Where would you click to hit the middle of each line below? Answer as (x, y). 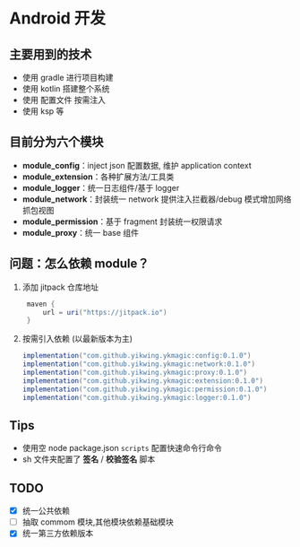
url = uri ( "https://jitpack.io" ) (105, 312)
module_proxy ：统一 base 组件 (81, 232)
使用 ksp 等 (43, 111)
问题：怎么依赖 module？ (79, 264)
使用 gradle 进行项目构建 (68, 78)
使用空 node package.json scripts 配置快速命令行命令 (122, 448)
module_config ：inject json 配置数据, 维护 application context (137, 165)
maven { (41, 304)
